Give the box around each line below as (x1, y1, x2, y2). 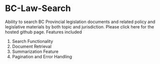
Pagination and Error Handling (12, 53, 73, 59)
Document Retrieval (12, 43, 52, 49)
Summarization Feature (12, 49, 59, 54)
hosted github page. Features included (5, 29, 82, 35)
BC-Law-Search (5, 3, 71, 14)
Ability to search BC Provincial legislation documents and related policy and (5, 19, 156, 25)
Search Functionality (12, 38, 53, 44)
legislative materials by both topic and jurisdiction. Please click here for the (5, 24, 154, 29)
